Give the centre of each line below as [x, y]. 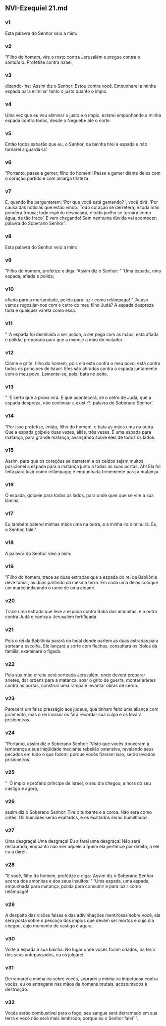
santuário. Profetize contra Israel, [39, 62]
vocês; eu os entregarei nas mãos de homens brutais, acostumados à [76, 984]
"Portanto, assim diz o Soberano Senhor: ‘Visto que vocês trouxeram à [77, 744]
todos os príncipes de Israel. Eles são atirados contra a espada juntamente [81, 369]
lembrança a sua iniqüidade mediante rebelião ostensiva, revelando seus [79, 749]
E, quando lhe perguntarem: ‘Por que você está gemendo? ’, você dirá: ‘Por [82, 202]
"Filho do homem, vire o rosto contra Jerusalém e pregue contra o [73, 57]
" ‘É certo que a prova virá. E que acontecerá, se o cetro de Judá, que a [78, 397]
